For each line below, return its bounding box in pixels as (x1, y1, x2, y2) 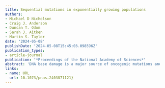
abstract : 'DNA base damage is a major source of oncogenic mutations (5, 62, 153, 66)
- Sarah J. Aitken (5, 30, 43, 35)
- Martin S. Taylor (5, 35, 45, 40)
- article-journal (5, 52, 43, 58)
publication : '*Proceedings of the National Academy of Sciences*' (5, 57, 146, 62)
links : (5, 66, 19, 71)
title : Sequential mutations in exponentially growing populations (5, 7, 146, 12)
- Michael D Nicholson (5, 16, 52, 21)
